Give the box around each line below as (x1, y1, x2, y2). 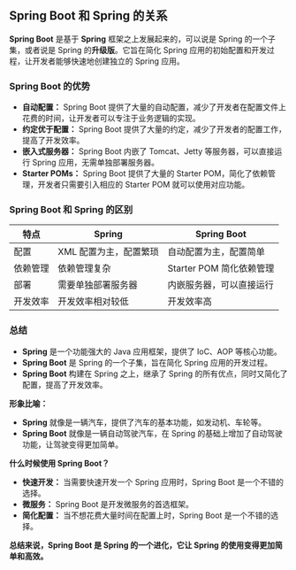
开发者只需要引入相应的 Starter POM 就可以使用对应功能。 (37, 180, 250, 190)
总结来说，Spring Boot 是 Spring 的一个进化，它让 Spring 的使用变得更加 (9, 539, 276, 551)
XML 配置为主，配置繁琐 (57, 246, 159, 258)
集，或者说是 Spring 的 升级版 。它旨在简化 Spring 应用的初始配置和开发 (9, 44, 268, 55)
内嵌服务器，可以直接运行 (167, 279, 274, 291)
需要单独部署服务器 (57, 279, 139, 291)
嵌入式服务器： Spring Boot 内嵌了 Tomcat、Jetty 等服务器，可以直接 (21, 146, 275, 157)
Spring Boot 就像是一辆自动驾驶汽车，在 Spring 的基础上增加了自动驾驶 (21, 427, 283, 438)
